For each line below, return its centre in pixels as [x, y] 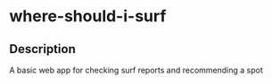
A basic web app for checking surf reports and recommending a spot [136, 70]
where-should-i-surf [88, 16]
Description [42, 49]
